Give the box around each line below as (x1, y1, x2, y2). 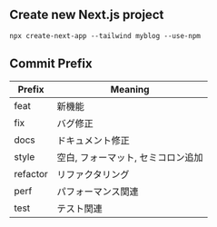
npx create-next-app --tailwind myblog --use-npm (9, 31, 202, 40)
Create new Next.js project (9, 7, 164, 23)
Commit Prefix (9, 56, 93, 72)
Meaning (110, 83, 150, 95)
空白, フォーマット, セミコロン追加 (56, 151, 203, 163)
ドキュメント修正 (56, 133, 130, 146)
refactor (14, 167, 48, 180)
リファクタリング (56, 168, 130, 181)
